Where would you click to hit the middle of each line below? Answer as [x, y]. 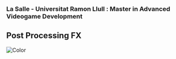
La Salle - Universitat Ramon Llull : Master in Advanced [88, 9]
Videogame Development [44, 16]
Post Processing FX [44, 35]
